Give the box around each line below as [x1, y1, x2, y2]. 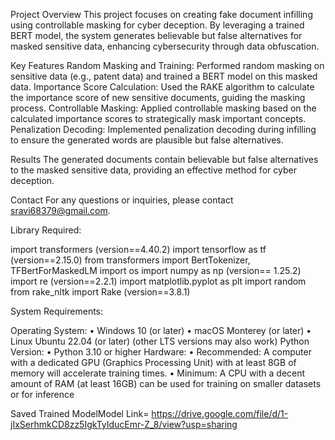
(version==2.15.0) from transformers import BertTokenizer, [10, 254, 251, 266]
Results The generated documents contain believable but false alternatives [10, 154, 319, 165]
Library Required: [10, 224, 82, 236]
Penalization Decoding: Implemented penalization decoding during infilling [10, 124, 317, 135]
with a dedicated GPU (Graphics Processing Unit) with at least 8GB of [10, 357, 297, 368]
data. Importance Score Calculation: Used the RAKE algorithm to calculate [10, 81, 315, 93]
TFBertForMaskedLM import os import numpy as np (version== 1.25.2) [10, 265, 302, 276]
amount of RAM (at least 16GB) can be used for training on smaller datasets [10, 378, 322, 389]
